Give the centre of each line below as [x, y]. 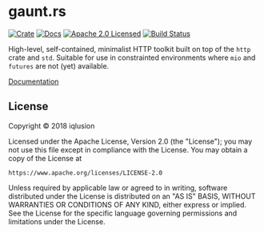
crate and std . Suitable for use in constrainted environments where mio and [132, 57]
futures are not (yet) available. [59, 65]
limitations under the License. [57, 221]
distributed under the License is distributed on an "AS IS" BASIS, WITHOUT [132, 196]
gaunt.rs [37, 12]
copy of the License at [45, 158]
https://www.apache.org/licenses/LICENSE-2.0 [85, 173]
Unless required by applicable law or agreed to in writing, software [118, 188]
